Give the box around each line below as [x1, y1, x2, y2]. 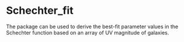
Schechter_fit [6, 4, 74, 17]
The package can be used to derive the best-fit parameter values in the [6, 23, 179, 30]
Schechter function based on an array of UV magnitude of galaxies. [6, 29, 169, 36]
